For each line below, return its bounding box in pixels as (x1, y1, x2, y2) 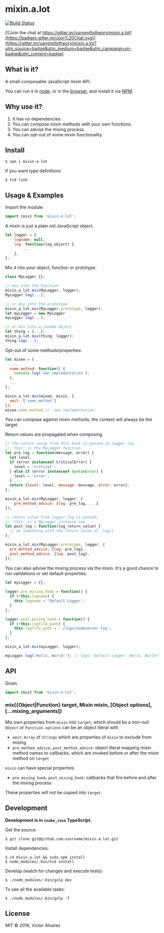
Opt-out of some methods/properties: (5, 347, 82, 353)
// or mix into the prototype (5, 301, 68, 307)
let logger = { (5, 233, 37, 237)
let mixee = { (5, 357, 35, 362)
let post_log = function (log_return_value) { (5, 524, 101, 529)
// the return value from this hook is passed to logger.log (5, 441, 134, 446)
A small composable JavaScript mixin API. (5, 78, 91, 84)
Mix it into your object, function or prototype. (5, 265, 97, 271)
